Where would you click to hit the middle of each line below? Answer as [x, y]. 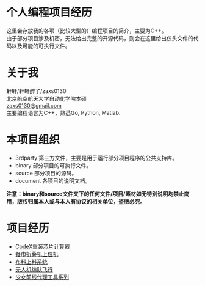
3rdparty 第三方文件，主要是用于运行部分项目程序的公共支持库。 [96, 158]
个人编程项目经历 [49, 13]
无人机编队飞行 [34, 269]
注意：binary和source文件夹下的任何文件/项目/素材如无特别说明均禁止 [95, 194]
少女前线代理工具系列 [42, 277]
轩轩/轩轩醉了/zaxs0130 [36, 91]
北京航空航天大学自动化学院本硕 [46, 98]
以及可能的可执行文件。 [41, 46]
